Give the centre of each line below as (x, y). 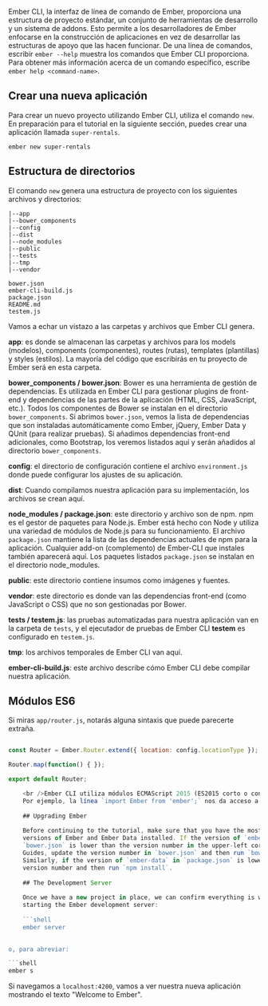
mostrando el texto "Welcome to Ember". (75, 995)
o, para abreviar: (39, 949)
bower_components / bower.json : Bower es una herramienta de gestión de (133, 382)
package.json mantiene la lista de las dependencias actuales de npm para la (133, 539)
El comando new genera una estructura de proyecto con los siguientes (123, 190)
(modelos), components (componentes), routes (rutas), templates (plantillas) (134, 350)
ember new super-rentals (49, 147)
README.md (25, 304)
